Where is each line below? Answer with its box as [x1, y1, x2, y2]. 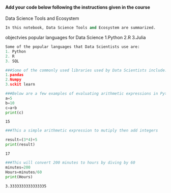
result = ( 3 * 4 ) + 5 [5, 137, 38, 143]
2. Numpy [5, 77, 22, 82]
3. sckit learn [5, 82, 36, 87]
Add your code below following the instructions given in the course [5, 4, 150, 10]
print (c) [5, 110, 24, 115]
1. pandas [5, 72, 24, 77]
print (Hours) [5, 174, 33, 179]
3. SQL [5, 59, 19, 64]
